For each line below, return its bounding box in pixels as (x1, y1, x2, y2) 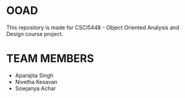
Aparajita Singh (15, 71, 53, 79)
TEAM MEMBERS (6, 52, 94, 66)
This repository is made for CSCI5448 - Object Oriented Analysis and (6, 24, 180, 31)
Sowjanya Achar (15, 85, 56, 92)
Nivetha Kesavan (15, 78, 58, 85)
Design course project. (6, 30, 64, 37)
